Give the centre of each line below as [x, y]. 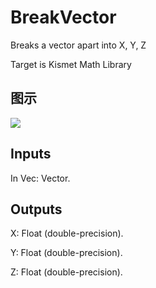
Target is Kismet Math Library [71, 64]
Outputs [36, 209]
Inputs [31, 154]
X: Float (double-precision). [67, 233]
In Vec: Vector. [40, 178]
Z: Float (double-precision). [66, 272]
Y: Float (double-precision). [66, 253]
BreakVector [63, 17]
